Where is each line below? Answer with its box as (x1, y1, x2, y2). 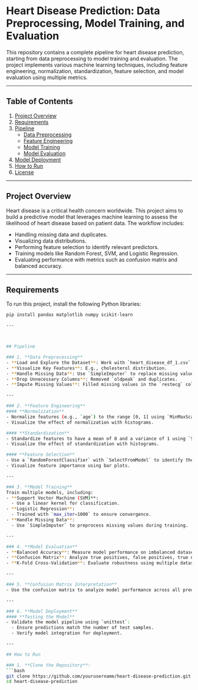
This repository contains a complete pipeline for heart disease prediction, (6, 48, 184, 55)
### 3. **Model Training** (6, 484, 72, 490)
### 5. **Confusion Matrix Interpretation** (6, 581, 117, 587)
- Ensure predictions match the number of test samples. (11, 624, 154, 631)
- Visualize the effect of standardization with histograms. (6, 441, 160, 447)
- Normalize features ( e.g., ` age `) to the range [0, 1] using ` (6, 414, 170, 420)
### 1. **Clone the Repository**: (6, 662, 91, 668)
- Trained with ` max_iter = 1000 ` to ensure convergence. (11, 512, 151, 518)
